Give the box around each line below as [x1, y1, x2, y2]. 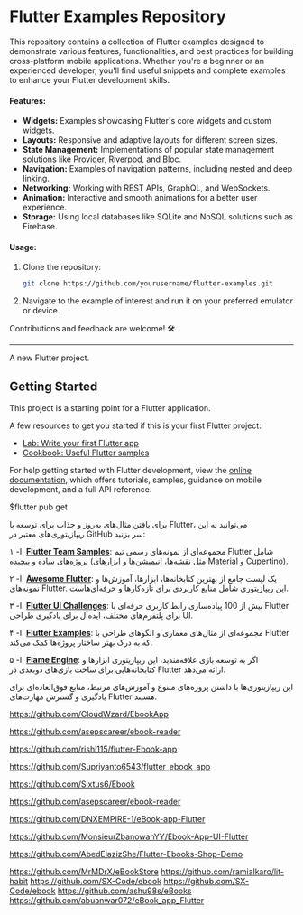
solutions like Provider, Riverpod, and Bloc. [22, 154, 182, 164]
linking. [22, 173, 50, 184]
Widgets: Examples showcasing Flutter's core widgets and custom [22, 116, 272, 126]
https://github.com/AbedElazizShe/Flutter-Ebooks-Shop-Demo [9, 849, 243, 860]
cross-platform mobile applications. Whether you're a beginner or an [9, 55, 264, 66]
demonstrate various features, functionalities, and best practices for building [9, 45, 294, 56]
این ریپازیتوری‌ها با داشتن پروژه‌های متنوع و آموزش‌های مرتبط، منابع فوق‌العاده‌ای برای [9, 682, 294, 693]
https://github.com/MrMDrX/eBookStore [9, 866, 160, 877]
